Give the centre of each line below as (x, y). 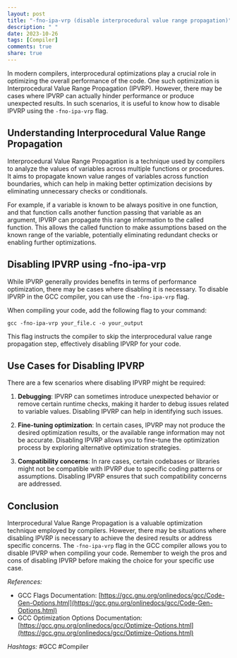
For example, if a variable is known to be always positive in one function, (113, 205)
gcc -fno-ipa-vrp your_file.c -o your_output (75, 323)
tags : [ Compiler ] (33, 40)
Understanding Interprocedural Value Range (107, 133)
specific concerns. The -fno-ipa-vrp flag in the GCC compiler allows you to (117, 546)
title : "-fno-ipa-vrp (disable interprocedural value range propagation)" (120, 20)
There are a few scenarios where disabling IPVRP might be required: (107, 383)
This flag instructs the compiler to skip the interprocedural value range (110, 336)
